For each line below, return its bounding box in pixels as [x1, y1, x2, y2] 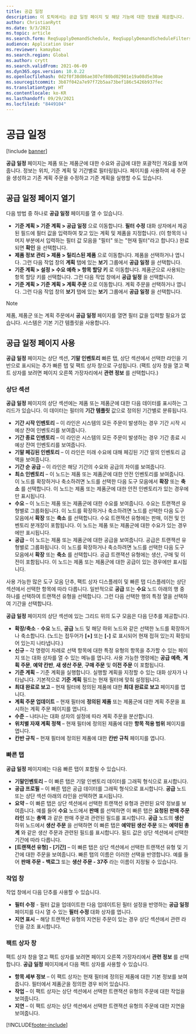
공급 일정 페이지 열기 [6, 193, 75, 203]
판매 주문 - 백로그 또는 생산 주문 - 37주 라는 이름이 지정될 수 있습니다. [20, 858, 178, 865]
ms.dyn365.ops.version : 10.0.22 [6, 68, 85, 74]
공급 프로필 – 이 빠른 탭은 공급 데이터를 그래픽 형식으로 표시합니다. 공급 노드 [14, 785, 187, 792]
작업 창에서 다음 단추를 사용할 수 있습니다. [6, 888, 101, 895]
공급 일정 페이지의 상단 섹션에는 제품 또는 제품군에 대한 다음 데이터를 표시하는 [6, 400, 182, 407]
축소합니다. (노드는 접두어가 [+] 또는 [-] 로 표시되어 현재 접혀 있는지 [20, 633, 175, 640]
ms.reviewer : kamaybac [6, 47, 61, 53]
